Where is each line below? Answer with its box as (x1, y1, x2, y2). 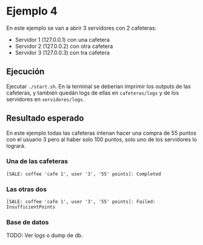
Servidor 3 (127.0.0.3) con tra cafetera (15, 49, 110, 56)
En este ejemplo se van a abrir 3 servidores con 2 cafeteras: (6, 24, 157, 32)
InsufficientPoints (6, 204, 56, 210)
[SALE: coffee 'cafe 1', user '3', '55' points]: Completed (6, 171, 162, 177)
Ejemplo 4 (6, 4, 58, 18)
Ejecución (6, 67, 45, 77)
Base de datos (6, 218, 49, 227)
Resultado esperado (6, 113, 84, 124)
